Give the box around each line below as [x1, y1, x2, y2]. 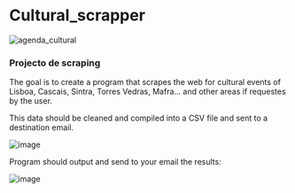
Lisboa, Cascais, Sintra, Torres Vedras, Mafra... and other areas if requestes [9, 86, 286, 97]
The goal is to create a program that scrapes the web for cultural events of [9, 77, 282, 88]
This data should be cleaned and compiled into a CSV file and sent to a [9, 112, 268, 124]
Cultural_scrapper [9, 5, 146, 26]
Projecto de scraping [9, 57, 101, 69]
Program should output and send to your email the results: [9, 157, 221, 167]
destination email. [9, 122, 74, 133]
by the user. [9, 96, 53, 106]
